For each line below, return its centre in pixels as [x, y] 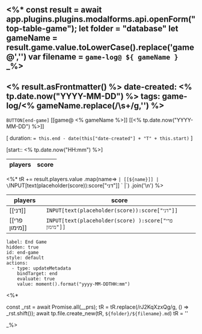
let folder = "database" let [129, 29]
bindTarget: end [38, 274]
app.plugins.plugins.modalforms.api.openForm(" [101, 20]
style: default [25, 258]
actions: [17, 263]
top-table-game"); [42, 29]
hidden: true [23, 247]
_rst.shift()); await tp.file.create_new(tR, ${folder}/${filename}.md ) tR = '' [97, 314]
